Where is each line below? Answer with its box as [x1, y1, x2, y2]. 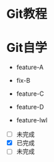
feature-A [16, 63, 44, 72]
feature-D [16, 103, 44, 111]
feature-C [16, 90, 44, 98]
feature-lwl [16, 116, 48, 124]
